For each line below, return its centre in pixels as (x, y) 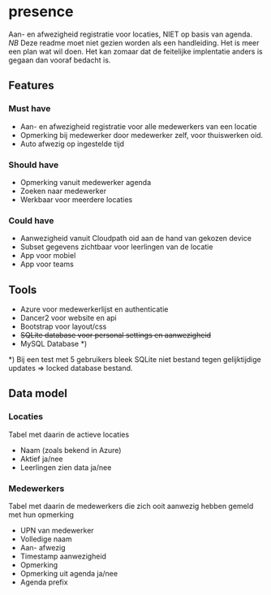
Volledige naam (46, 539)
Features (31, 86)
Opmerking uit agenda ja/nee (69, 574)
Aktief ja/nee (41, 459)
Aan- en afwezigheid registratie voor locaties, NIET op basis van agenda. (131, 34)
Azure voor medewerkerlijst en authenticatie (94, 309)
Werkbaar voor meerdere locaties (76, 199)
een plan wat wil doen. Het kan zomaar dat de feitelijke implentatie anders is (135, 51)
